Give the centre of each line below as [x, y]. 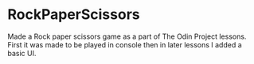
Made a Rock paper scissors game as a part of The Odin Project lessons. [127, 36]
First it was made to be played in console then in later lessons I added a [125, 44]
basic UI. [22, 53]
